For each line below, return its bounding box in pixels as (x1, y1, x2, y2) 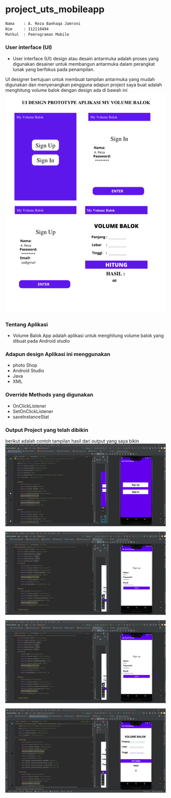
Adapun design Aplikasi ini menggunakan (5, 351, 110, 358)
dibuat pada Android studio (12, 338, 70, 344)
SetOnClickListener (12, 408, 53, 414)
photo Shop (12, 362, 38, 368)
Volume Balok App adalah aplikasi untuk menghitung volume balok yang (12, 332, 164, 339)
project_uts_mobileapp (5, 4, 105, 15)
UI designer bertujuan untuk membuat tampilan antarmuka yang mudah (5, 76, 155, 82)
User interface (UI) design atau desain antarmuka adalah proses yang (12, 55, 159, 62)
